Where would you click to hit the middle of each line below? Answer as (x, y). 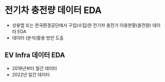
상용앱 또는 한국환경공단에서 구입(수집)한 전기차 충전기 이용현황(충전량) (81, 25)
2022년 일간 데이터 (31, 74)
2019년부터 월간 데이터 (34, 68)
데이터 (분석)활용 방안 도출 (38, 38)
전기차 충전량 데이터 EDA (53, 10)
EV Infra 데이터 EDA (35, 55)
